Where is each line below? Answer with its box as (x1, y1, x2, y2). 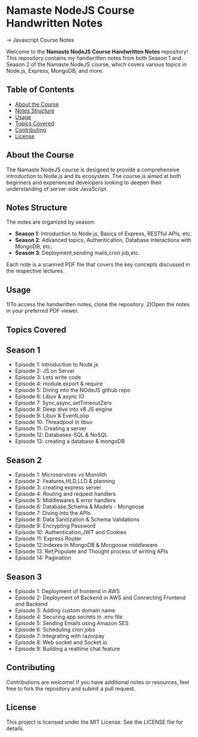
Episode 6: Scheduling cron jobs (14, 626, 95, 634)
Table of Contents (6, 85, 75, 95)
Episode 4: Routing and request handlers (14, 490, 116, 498)
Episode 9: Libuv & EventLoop (14, 412, 89, 419)
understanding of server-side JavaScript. (6, 185, 108, 193)
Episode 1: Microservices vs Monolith (14, 471, 107, 478)
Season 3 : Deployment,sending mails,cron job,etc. (14, 249, 140, 256)
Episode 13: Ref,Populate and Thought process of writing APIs (14, 548, 169, 555)
